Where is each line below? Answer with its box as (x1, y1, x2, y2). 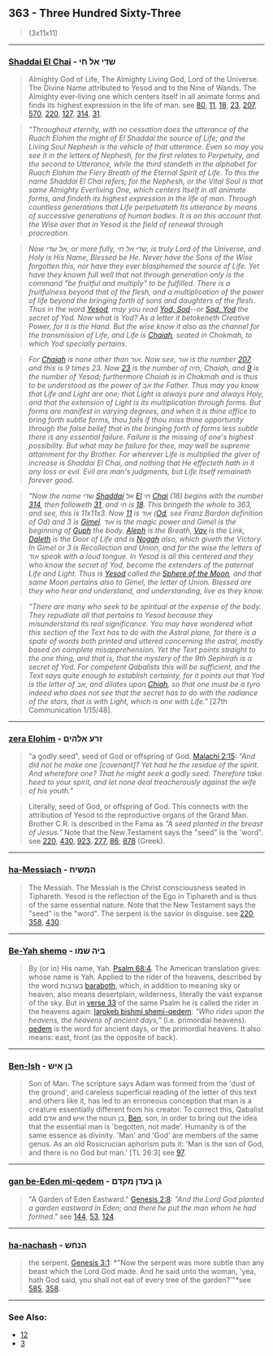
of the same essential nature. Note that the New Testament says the (28, 900, 256, 909)
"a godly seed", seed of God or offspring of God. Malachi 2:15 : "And (28, 751, 256, 762)
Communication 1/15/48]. (28, 706, 113, 715)
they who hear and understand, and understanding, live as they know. (28, 586, 264, 596)
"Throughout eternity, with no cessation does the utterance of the (28, 125, 249, 135)
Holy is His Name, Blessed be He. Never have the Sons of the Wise (28, 253, 253, 262)
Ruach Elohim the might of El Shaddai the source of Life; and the (28, 133, 246, 143)
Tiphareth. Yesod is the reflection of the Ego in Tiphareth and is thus (28, 891, 258, 900)
